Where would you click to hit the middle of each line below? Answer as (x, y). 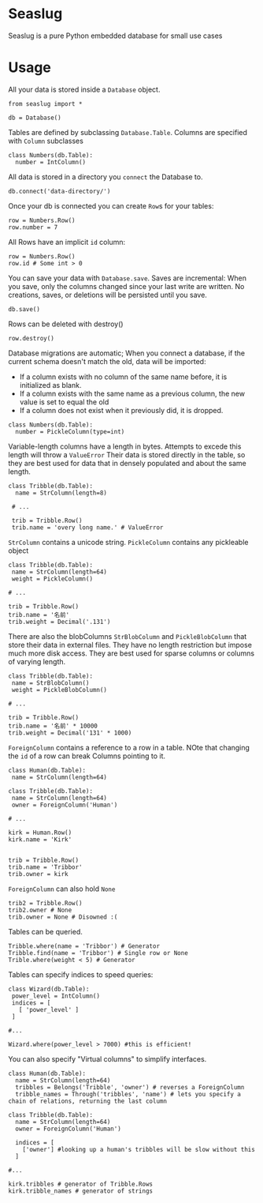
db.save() (24, 309)
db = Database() (35, 118)
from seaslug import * (45, 103)
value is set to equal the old (64, 402)
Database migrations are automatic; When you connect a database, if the (127, 353)
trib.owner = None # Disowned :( (63, 917)
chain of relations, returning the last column (88, 1101)
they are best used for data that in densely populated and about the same (127, 463)
